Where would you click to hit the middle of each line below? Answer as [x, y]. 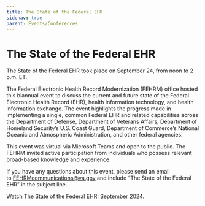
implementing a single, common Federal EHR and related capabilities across [102, 115]
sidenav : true [25, 18]
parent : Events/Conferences [42, 23]
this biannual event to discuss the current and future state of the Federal [98, 96]
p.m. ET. [17, 77]
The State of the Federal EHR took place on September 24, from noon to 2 [100, 71]
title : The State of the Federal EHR [55, 12]
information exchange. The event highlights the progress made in [89, 109]
